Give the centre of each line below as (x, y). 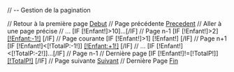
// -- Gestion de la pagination (49, 10)
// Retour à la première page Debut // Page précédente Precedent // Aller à (115, 23)
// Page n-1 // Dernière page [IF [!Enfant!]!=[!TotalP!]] (142, 53)
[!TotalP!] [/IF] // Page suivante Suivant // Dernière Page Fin (93, 61)
